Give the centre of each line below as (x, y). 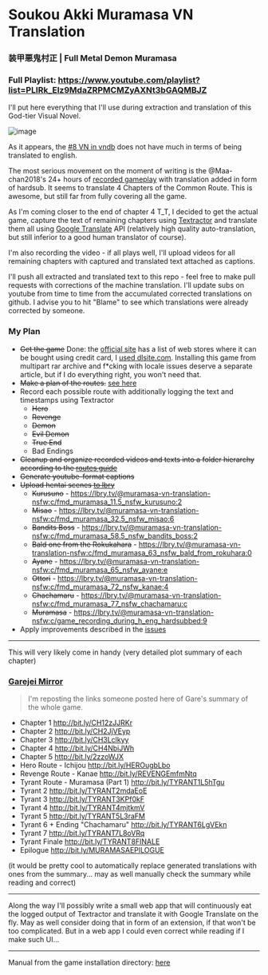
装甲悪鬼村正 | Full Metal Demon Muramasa (93, 58)
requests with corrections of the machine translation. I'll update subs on (126, 285)
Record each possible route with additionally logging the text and (126, 391)
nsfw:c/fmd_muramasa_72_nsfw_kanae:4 (100, 587)
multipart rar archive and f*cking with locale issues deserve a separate (136, 366)
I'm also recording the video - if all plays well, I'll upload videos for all (122, 253)
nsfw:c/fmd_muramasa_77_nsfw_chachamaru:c (110, 603)
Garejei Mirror (36, 681)
